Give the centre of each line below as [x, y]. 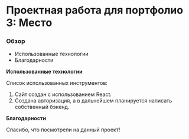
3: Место [29, 23]
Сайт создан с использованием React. [63, 94]
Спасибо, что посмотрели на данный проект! [63, 130]
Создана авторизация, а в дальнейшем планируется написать [93, 101]
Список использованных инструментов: [57, 83]
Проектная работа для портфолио [95, 10]
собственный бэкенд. [42, 107]
